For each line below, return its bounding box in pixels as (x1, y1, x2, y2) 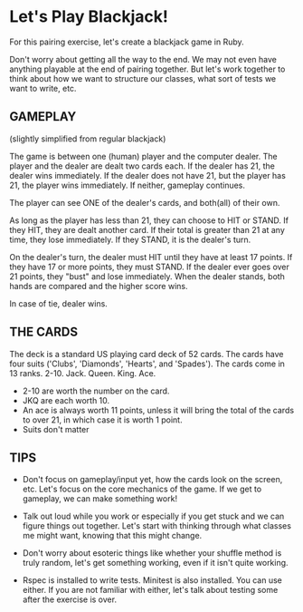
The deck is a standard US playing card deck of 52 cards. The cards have (9, 348, 284, 359)
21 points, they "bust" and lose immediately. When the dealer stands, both (9, 270, 285, 282)
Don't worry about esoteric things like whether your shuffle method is (22, 548, 282, 559)
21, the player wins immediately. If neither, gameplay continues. (9, 180, 246, 190)
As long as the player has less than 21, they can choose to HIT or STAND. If (9, 215, 289, 226)
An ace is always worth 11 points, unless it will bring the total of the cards (22, 404, 295, 415)
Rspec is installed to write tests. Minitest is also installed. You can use (22, 575, 282, 586)
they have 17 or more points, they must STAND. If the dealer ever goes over (9, 261, 289, 272)
